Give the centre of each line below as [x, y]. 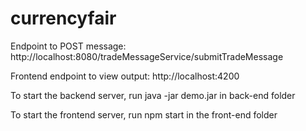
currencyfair [63, 18]
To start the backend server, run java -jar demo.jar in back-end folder [153, 95]
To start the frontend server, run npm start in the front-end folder [144, 114]
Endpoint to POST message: [68, 46]
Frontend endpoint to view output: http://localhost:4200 [125, 76]
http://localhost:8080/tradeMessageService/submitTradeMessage [147, 56]
